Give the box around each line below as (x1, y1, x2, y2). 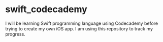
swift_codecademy (5, 4, 87, 15)
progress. (5, 31, 25, 37)
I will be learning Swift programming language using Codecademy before (5, 20, 158, 26)
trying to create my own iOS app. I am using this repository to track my (5, 25, 153, 31)
